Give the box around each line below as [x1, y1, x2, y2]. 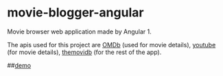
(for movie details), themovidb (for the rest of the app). [7, 48, 162, 56]
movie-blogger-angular [7, 5, 144, 21]
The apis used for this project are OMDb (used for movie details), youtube [7, 40, 216, 49]
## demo [7, 61, 32, 69]
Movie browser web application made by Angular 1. [7, 27, 152, 36]
